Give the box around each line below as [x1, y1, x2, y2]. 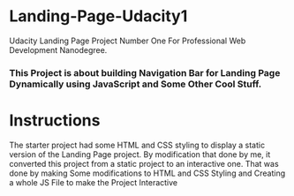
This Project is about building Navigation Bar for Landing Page [9, 66, 281, 79]
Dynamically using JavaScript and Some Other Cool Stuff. [9, 78, 262, 90]
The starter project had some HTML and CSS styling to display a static [9, 139, 266, 150]
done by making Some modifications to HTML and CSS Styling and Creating [9, 168, 286, 178]
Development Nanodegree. [9, 44, 108, 55]
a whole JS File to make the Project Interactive [9, 177, 178, 187]
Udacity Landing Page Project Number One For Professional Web [9, 35, 246, 46]
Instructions [9, 110, 101, 131]
